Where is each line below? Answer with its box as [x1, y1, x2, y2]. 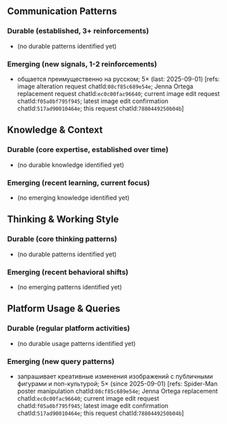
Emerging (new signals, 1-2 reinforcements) [7, 59, 157, 68]
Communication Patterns [7, 6, 117, 17]
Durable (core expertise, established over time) [7, 145, 169, 155]
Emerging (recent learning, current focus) [7, 177, 150, 187]
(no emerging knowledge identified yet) [17, 193, 130, 202]
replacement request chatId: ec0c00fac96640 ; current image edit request [17, 89, 220, 97]
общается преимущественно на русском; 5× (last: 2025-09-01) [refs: [17, 75, 220, 83]
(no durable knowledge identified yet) [17, 160, 124, 168]
